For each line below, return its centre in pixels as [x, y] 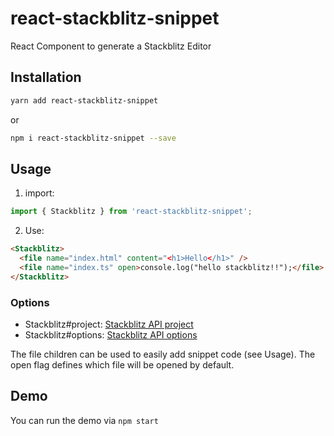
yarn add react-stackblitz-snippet [84, 100]
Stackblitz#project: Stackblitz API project [109, 324]
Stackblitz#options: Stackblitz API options [111, 334]
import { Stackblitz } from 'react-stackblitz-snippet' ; [131, 212]
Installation [46, 77]
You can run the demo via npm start [84, 420]
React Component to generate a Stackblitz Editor [111, 46]
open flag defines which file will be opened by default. [122, 364]
